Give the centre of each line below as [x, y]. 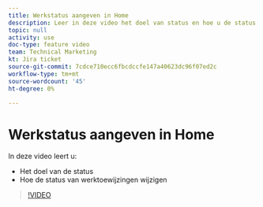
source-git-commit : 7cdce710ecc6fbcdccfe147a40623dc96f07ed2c [113, 67]
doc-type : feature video [49, 45]
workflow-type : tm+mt [44, 74]
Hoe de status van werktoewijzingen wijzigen [93, 180]
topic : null [28, 30]
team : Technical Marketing [53, 52]
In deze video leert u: [43, 156]
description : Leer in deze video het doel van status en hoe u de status [132, 23]
